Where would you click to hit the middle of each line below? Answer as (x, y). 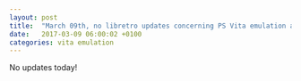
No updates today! (43, 68)
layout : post (34, 17)
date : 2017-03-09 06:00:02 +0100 (76, 34)
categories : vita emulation (62, 42)
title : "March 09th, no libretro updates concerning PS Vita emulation (148, 26)
